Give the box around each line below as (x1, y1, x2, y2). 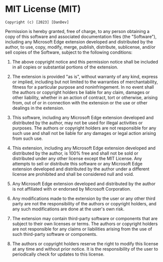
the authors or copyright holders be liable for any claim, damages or (12, 89, 150, 95)
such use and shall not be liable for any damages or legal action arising (12, 130, 156, 136)
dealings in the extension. (12, 105, 65, 111)
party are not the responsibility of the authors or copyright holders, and (12, 200, 157, 206)
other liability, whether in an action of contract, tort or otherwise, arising (12, 95, 158, 100)
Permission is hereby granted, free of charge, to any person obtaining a (5, 28, 150, 34)
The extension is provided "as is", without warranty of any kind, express (12, 73, 158, 79)
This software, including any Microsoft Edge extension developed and (12, 114, 154, 120)
